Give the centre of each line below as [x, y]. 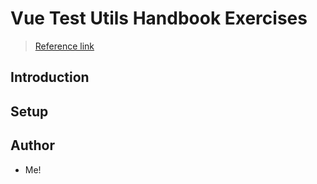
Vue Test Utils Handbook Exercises [159, 18]
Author [32, 145]
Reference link [64, 46]
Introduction [50, 77]
